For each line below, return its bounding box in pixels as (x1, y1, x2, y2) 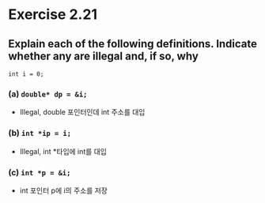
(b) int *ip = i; (8, 128, 72, 139)
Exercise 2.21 (8, 6, 97, 24)
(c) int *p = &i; (8, 167, 71, 178)
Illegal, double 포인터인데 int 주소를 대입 (19, 107, 146, 117)
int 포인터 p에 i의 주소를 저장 (19, 186, 108, 195)
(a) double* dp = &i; (8, 88, 88, 100)
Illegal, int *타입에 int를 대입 (19, 146, 107, 156)
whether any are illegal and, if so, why (8, 49, 199, 62)
